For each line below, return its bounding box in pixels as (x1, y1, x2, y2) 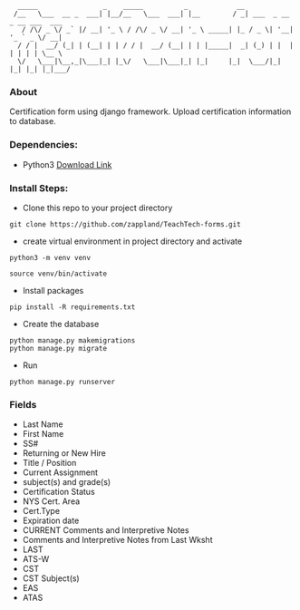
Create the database (22, 318, 100, 329)
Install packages (22, 285, 84, 295)
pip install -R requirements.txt (9, 302, 136, 312)
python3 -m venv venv (9, 253, 92, 262)
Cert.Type (22, 506, 61, 517)
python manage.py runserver (9, 377, 116, 386)
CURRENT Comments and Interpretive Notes (22, 525, 189, 536)
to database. (9, 116, 56, 127)
